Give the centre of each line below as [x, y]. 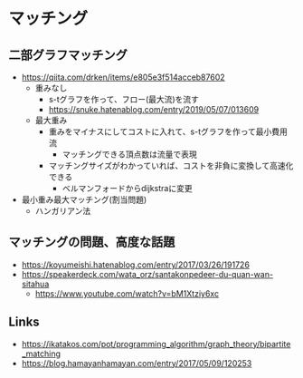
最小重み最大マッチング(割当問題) [84, 199]
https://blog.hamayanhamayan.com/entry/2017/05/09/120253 [137, 363]
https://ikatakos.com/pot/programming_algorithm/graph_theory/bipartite [156, 344]
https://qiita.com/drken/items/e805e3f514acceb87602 [123, 77]
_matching [41, 354]
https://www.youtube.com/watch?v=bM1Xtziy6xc [127, 293]
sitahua [35, 284]
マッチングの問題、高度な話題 [92, 242]
